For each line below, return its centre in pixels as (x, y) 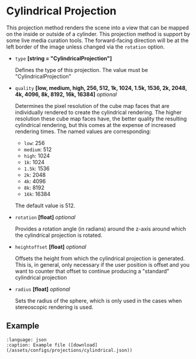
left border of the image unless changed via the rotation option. (85, 47)
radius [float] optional (43, 289)
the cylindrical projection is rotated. (59, 235)
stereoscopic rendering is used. (54, 307)
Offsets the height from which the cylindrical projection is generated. (100, 258)
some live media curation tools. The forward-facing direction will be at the (97, 40)
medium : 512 (38, 149)
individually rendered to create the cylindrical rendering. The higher (98, 112)
